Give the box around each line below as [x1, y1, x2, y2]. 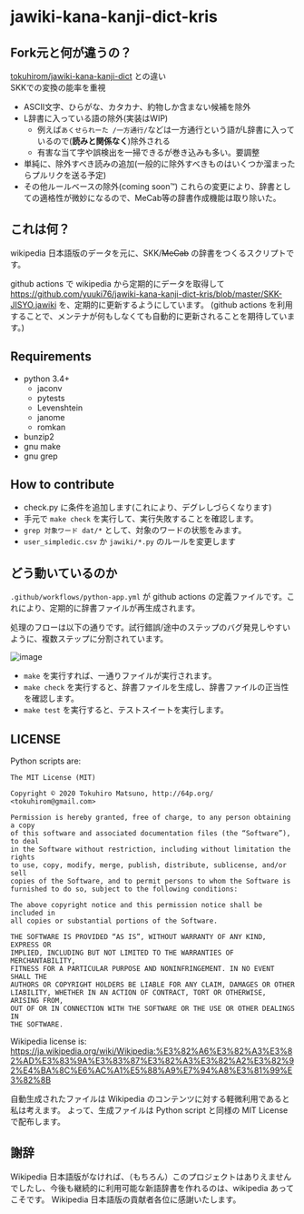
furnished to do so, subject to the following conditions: [10, 885, 239, 894]
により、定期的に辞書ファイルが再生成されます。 [17, 602, 201, 613]
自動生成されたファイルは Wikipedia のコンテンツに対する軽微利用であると [10, 1094, 290, 1105]
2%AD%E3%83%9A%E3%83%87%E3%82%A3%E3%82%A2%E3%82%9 [10, 1056, 294, 1067]
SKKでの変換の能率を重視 [10, 82, 106, 93]
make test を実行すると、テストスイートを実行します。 [23, 704, 230, 715]
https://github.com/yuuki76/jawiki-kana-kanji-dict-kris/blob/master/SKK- [10, 288, 282, 299]
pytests [36, 392, 65, 403]
